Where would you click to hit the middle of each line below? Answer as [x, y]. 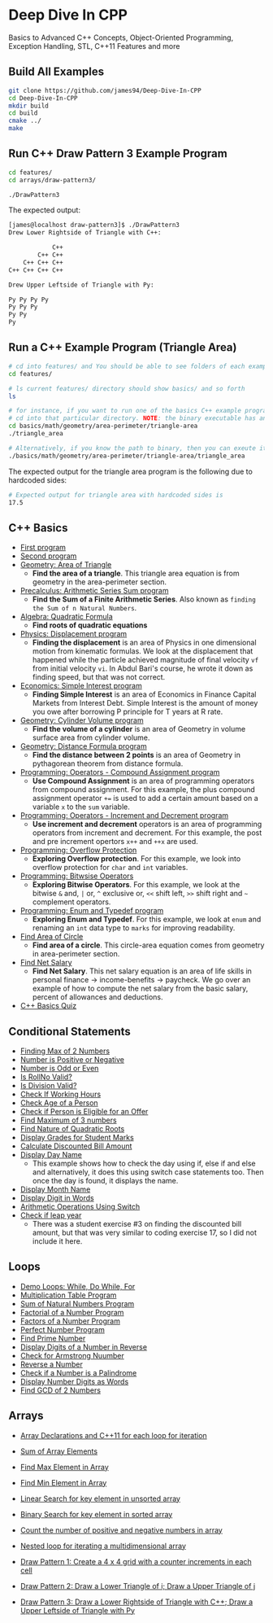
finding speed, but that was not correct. [99, 677]
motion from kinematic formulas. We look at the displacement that [143, 651]
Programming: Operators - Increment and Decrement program [124, 816]
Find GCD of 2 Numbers [61, 1390]
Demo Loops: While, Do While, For [78, 1286]
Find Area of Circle [52, 937]
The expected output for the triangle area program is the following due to [131, 471]
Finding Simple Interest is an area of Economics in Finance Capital [144, 694]
